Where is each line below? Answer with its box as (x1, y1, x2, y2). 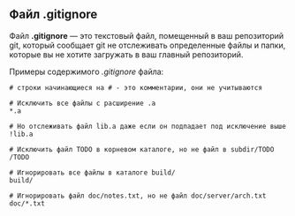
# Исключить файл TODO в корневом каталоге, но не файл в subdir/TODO (9, 145, 275, 153)
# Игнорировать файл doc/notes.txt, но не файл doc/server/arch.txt (9, 191, 267, 200)
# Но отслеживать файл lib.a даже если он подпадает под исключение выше (9, 122, 287, 130)
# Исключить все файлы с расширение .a (9, 99, 156, 108)
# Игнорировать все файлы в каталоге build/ (9, 168, 176, 177)
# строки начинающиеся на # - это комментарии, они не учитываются (9, 83, 263, 92)
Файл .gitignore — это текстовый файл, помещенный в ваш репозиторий (9, 30, 284, 41)
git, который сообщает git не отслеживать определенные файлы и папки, (9, 40, 286, 50)
